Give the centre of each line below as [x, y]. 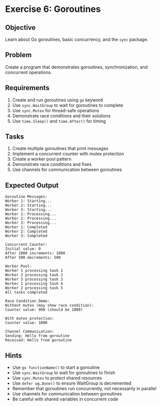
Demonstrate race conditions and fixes [52, 164]
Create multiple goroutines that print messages [60, 149]
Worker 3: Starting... [28, 210]
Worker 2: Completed [27, 232]
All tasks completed [27, 292]
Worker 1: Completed [27, 227]
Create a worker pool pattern [42, 159]
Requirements [27, 88]
